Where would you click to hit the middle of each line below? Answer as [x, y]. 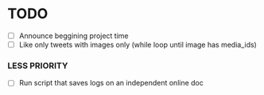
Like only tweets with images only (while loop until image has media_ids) [138, 45]
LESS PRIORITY [38, 66]
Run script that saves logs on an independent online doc [111, 83]
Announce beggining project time [74, 36]
